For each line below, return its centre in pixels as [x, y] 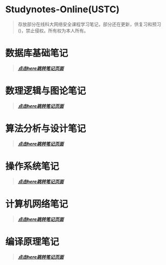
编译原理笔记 [32, 242]
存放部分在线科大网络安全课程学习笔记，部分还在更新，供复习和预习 [89, 24]
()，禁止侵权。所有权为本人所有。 [53, 30]
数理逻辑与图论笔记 [46, 91]
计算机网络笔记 [37, 204]
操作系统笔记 [32, 166]
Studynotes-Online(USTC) [63, 9]
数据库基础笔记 [37, 53]
